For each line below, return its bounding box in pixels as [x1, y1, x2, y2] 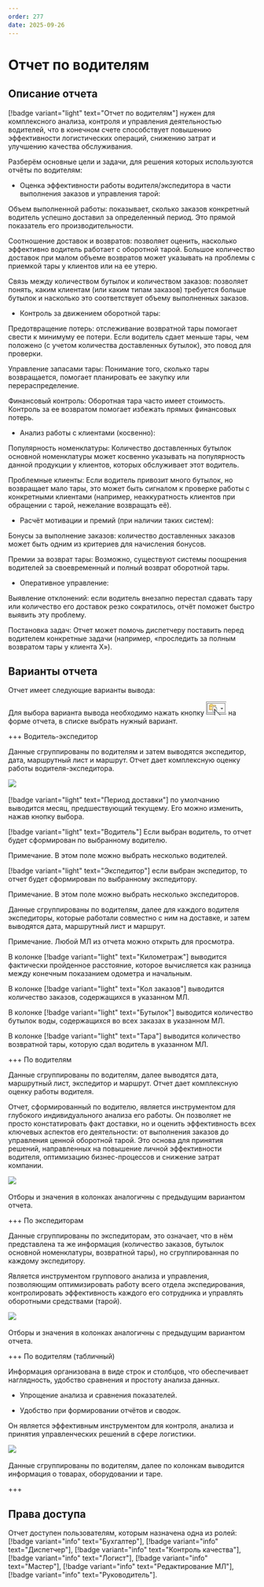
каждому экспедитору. [8, 1256, 86, 1266]
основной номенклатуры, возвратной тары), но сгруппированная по [8, 1248, 240, 1257]
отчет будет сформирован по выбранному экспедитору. [8, 875, 198, 884]
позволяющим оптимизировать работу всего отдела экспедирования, [8, 1280, 246, 1289]
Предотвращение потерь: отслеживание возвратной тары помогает [8, 324, 238, 333]
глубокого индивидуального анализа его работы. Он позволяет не [8, 1111, 232, 1120]
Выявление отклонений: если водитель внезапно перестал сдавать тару [8, 593, 253, 602]
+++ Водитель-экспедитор [8, 732, 98, 742]
